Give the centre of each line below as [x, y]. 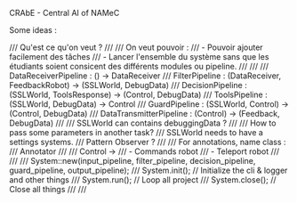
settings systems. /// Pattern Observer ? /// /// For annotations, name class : [148, 142]
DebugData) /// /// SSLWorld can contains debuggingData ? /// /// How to [143, 123]
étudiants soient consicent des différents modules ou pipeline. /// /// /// [139, 66]
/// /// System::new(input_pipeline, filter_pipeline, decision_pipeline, [132, 161]
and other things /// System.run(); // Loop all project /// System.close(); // [143, 180]
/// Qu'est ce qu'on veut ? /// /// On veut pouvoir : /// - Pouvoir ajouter [136, 47]
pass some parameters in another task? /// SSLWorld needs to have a [136, 132]
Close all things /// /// [48, 189]
